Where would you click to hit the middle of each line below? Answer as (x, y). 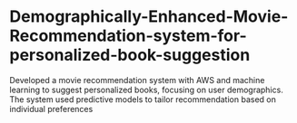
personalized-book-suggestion (130, 55)
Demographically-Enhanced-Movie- (149, 17)
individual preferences (51, 109)
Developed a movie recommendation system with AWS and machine (137, 80)
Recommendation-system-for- (128, 36)
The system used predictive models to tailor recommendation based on (143, 99)
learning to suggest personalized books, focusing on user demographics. (146, 90)
